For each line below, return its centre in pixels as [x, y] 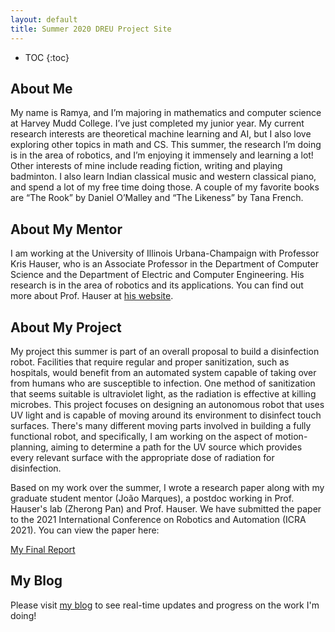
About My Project [66, 327]
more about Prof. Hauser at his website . [92, 296]
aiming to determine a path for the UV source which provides [176, 447]
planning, [29, 447]
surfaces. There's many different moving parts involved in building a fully [161, 425]
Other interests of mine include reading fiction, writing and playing [146, 166]
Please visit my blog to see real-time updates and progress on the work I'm [165, 605]
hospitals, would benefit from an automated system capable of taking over [163, 372]
